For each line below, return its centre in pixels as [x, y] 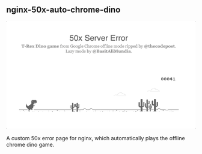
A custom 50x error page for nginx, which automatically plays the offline [96, 138]
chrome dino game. [30, 145]
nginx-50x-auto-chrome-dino [63, 10]
